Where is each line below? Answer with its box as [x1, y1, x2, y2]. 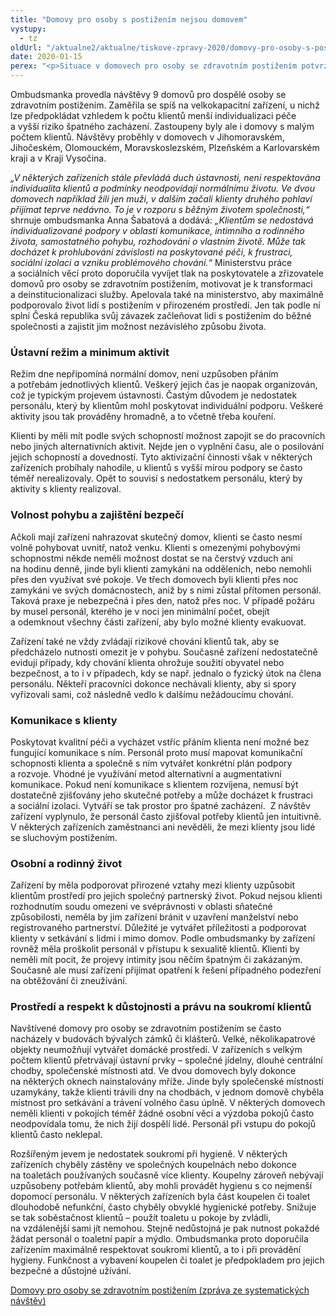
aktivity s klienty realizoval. [10, 483, 122, 495]
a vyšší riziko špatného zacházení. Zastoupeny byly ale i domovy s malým [10, 121, 315, 132]
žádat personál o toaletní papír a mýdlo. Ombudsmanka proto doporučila [10, 1233, 309, 1245]
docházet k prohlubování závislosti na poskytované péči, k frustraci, [10, 246, 293, 258]
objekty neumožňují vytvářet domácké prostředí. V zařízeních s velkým [10, 1044, 303, 1056]
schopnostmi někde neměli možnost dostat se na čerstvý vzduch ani [10, 552, 293, 564]
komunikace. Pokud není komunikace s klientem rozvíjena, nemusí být [10, 778, 299, 790]
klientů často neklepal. [10, 1129, 103, 1141]
